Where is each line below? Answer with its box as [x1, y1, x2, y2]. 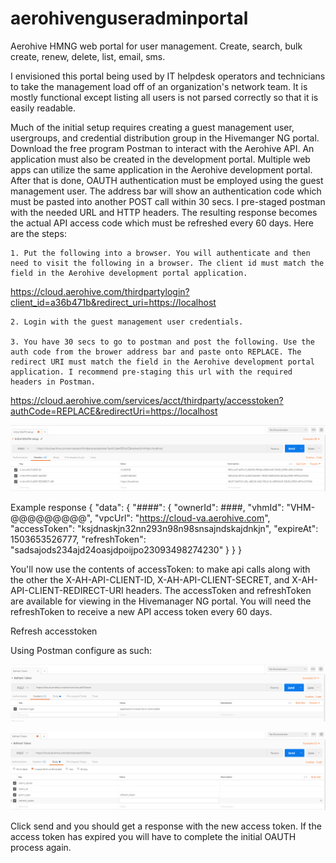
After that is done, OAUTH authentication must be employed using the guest [10, 174, 324, 186]
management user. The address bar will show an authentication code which [10, 185, 322, 197]
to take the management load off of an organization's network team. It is [10, 80, 308, 92]
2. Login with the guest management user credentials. [10, 317, 244, 327]
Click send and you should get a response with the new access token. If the [10, 820, 322, 832]
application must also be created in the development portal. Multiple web [10, 153, 311, 165]
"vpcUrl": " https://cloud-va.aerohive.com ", [94, 512, 271, 524]
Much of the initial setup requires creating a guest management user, [10, 121, 295, 133]
